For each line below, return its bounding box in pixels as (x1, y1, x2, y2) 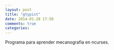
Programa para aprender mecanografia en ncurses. (5, 39, 109, 45)
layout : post (5, 7, 32, 12)
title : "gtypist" (5, 12, 41, 17)
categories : (5, 26, 29, 31)
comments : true (5, 21, 36, 26)
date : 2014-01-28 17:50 (5, 16, 54, 21)
